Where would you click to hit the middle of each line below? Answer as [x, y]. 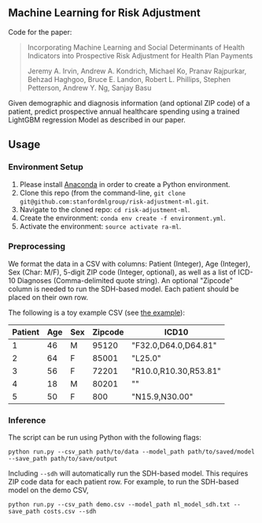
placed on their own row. [48, 297]
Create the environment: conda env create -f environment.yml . [122, 218]
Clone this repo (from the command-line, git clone [103, 192]
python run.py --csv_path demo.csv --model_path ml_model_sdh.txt [119, 505]
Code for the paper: [40, 32]
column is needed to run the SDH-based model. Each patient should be [124, 289]
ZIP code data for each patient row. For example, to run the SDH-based [124, 482]
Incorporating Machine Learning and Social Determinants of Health [136, 47]
